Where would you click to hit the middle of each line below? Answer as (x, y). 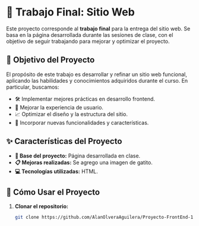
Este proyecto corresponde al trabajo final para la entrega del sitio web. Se (98, 29)
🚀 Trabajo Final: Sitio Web (70, 12)
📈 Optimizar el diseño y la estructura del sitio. (71, 114)
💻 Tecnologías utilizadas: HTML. (56, 171)
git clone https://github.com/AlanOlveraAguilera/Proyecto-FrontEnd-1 (104, 217)
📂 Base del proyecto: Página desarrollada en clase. (78, 156)
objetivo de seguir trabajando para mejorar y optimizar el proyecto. (88, 41)
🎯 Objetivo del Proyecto (50, 60)
